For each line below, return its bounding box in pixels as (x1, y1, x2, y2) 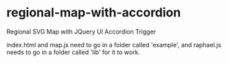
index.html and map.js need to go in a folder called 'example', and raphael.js (6, 40, 221, 49)
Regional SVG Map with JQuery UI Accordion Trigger (6, 27, 156, 36)
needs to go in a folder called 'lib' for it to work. (6, 48, 140, 56)
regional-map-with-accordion (6, 5, 181, 21)
